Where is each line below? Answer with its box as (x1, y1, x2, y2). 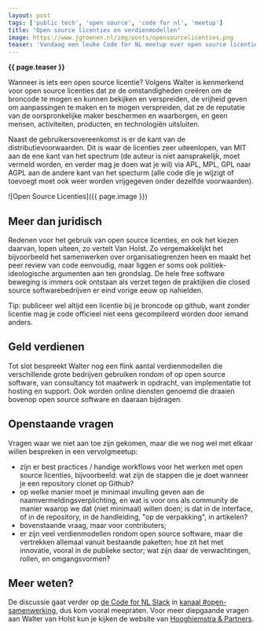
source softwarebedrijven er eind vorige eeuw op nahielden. (8, 285, 203, 295)
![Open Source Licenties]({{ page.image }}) (8, 192, 148, 201)
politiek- (200, 260, 226, 270)
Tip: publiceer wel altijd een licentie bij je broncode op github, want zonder (8, 301, 250, 310)
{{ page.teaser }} (8, 62, 65, 72)
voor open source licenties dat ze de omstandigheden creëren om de (8, 86, 232, 95)
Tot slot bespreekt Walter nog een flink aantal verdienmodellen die (8, 361, 223, 371)
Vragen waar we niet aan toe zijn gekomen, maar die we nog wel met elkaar (8, 438, 254, 448)
